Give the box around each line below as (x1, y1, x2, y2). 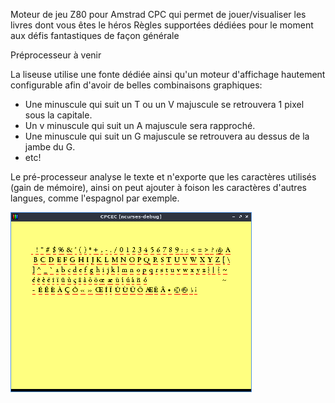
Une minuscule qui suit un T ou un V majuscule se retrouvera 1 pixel (24, 99, 305, 110)
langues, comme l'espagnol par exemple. (10, 192, 180, 204)
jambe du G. (24, 141, 76, 153)
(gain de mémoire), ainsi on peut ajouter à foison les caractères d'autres (10, 182, 307, 193)
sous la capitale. (24, 109, 93, 121)
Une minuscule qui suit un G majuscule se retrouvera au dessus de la (24, 130, 310, 142)
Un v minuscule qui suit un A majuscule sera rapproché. (24, 120, 256, 131)
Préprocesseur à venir (10, 49, 102, 61)
